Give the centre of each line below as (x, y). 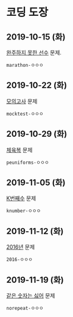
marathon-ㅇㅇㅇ (25, 65)
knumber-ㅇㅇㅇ (24, 211)
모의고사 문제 (22, 101)
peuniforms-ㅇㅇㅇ (28, 162)
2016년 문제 (21, 247)
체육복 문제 (19, 150)
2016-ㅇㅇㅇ (19, 260)
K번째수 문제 (21, 198)
